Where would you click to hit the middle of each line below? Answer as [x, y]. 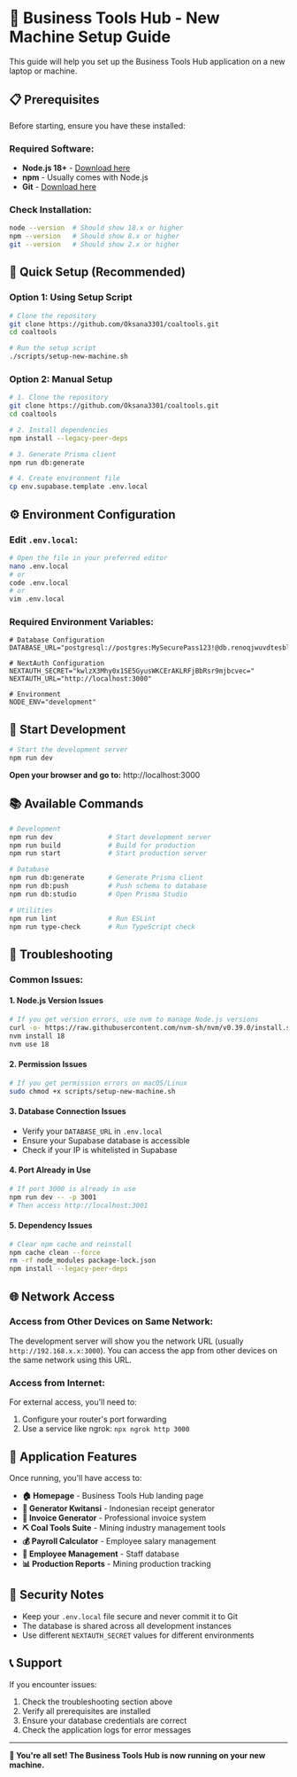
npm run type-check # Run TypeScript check [103, 927]
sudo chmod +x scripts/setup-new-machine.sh [92, 1091]
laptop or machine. [43, 71]
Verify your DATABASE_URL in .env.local [92, 1131]
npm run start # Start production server [108, 853]
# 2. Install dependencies [59, 430]
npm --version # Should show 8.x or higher [94, 237]
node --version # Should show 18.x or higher [96, 228]
